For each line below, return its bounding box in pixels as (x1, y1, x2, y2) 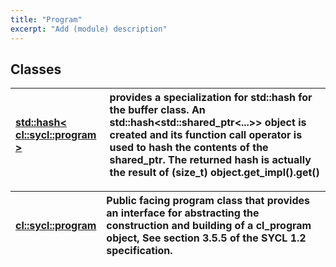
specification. (106, 244, 173, 258)
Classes (10, 61, 62, 78)
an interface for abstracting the (106, 206, 260, 220)
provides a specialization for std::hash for (109, 91, 313, 105)
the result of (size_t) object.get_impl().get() (109, 166, 320, 180)
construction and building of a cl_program (106, 219, 312, 233)
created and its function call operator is (109, 128, 303, 142)
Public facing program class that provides (106, 194, 310, 208)
